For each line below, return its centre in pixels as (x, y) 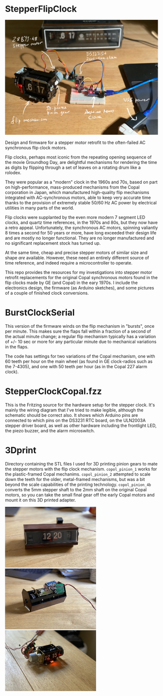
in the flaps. (17, 347)
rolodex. (13, 173)
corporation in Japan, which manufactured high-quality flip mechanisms (77, 193)
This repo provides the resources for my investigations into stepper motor (79, 272)
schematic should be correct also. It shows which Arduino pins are (72, 415)
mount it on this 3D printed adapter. (41, 500)
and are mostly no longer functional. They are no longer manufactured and (80, 238)
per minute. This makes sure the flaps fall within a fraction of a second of (78, 331)
